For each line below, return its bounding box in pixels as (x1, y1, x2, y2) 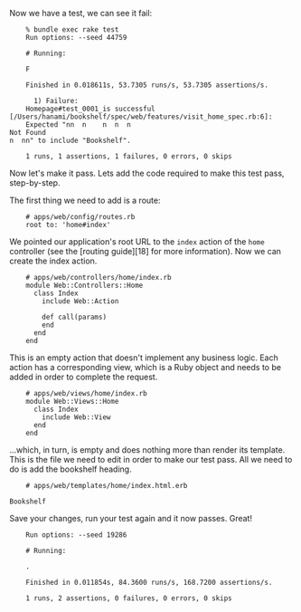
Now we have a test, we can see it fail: (9, 8, 153, 18)
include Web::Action (42, 297, 119, 306)
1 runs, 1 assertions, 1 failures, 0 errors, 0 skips (25, 152, 232, 161)
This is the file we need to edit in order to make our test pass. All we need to (9, 454, 293, 464)
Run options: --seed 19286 (25, 531, 127, 540)
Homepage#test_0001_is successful (25, 104, 155, 113)
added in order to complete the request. (9, 371, 158, 382)
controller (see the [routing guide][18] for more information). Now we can (9, 246, 282, 256)
